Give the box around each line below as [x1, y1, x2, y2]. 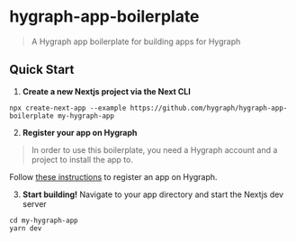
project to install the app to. [31, 154, 133, 165]
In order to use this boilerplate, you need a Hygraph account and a [31, 144, 278, 155]
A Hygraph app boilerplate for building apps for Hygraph [31, 36, 241, 47]
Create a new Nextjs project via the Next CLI [22, 85, 191, 96]
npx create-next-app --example [9, 103, 127, 112]
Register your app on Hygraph [22, 127, 138, 138]
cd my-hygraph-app [9, 216, 78, 225]
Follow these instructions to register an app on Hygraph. [9, 171, 218, 182]
